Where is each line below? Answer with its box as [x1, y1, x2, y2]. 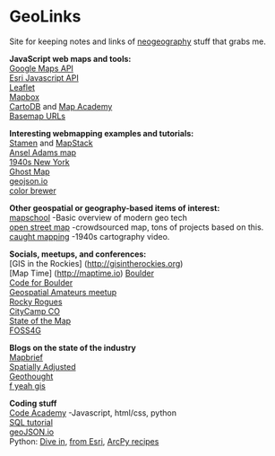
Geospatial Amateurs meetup [9, 286, 117, 297]
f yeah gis [9, 380, 47, 391]
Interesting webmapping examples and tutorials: [9, 127, 194, 138]
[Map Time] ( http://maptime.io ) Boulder [9, 267, 155, 278]
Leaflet [9, 82, 36, 92]
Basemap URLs [9, 110, 65, 121]
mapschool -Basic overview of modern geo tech [9, 212, 188, 223]
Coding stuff [9, 398, 57, 408]
